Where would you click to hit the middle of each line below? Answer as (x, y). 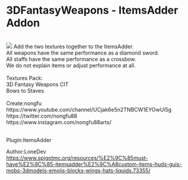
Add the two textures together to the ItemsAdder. (73, 46)
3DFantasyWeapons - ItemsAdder (92, 10)
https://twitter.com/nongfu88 (42, 116)
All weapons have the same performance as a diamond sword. (83, 53)
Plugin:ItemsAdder (29, 140)
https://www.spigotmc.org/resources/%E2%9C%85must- (77, 157)
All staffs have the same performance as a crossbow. (71, 59)
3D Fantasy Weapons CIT (37, 84)
